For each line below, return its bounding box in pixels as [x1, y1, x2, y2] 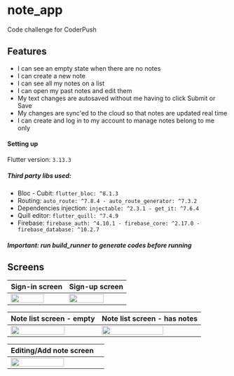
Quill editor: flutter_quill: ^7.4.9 [17, 211, 119, 219]
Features [7, 46, 47, 57]
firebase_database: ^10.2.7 [17, 226, 99, 233]
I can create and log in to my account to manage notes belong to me [17, 116, 215, 125]
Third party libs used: [7, 171, 72, 180]
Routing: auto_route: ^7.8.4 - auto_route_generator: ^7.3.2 [17, 196, 198, 204]
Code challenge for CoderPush [7, 25, 97, 34]
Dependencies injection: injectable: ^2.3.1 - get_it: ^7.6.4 [17, 204, 200, 212]
